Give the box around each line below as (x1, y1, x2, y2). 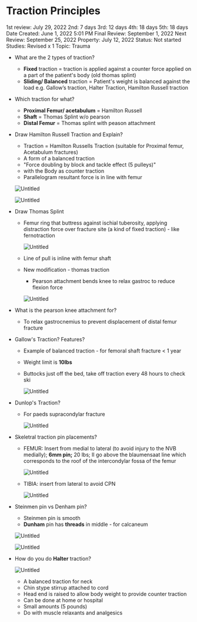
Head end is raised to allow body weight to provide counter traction (23, 590, 187, 597)
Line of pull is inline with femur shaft (23, 255, 112, 262)
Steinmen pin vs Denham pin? (14, 503, 87, 510)
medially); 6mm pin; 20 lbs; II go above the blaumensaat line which (23, 451, 186, 458)
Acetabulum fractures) (23, 149, 78, 156)
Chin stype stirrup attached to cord (23, 584, 109, 591)
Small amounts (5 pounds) (23, 603, 88, 610)
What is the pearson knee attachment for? (14, 307, 117, 314)
